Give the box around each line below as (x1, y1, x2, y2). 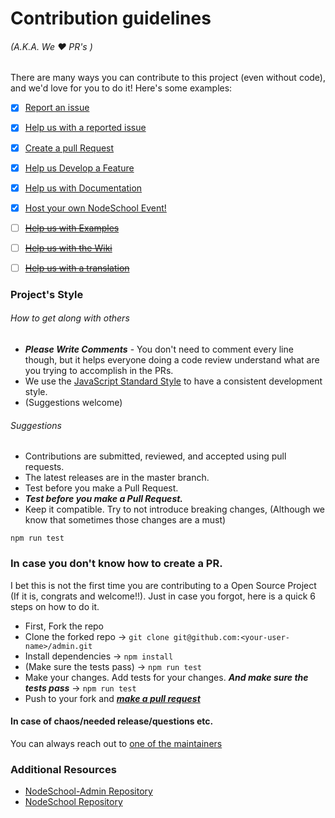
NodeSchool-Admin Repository (24, 785, 153, 797)
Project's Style (10, 287, 84, 301)
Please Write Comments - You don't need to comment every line (24, 343, 294, 356)
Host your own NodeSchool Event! (24, 202, 167, 214)
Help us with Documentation (24, 182, 143, 194)
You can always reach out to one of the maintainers (10, 737, 223, 749)
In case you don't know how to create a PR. (10, 557, 223, 571)
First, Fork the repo (24, 620, 105, 632)
